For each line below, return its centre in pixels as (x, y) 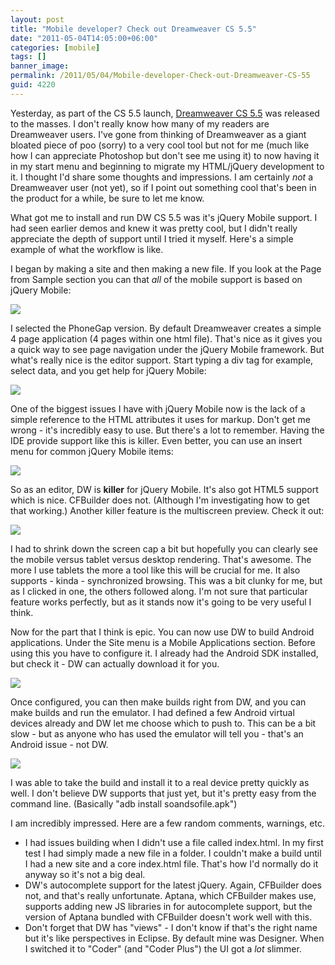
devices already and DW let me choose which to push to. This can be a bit (163, 723)
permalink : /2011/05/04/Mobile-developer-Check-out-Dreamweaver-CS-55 (160, 76)
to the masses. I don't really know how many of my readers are (140, 123)
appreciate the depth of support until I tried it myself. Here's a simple (152, 238)
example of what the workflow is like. (87, 249)
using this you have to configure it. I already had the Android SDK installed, (164, 653)
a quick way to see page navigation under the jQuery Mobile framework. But (167, 349)
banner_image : (40, 66)
